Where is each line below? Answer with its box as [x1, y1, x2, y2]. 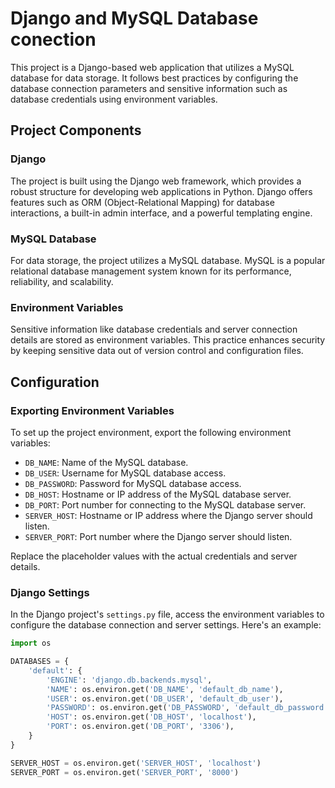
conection [10, 28, 97, 51]
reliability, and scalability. [10, 275, 114, 287]
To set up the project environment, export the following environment [10, 426, 292, 438]
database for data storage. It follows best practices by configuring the [10, 72, 299, 84]
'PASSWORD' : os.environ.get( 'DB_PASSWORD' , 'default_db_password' [46, 703, 329, 713]
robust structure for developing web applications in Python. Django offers [10, 185, 313, 197]
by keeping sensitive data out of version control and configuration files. [10, 345, 304, 357]
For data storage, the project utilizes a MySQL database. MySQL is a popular [10, 254, 326, 266]
